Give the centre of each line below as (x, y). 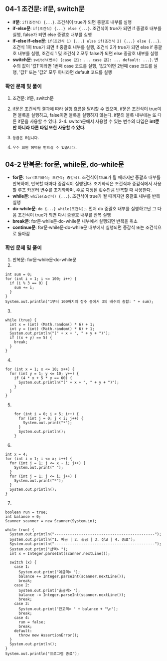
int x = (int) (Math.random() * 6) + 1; (52, 324)
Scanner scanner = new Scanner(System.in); (51, 521)
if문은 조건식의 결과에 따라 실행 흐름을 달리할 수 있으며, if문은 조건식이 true (85, 109)
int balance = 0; (23, 517)
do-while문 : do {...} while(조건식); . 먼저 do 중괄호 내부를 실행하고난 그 (84, 208)
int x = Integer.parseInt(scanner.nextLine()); (60, 554)
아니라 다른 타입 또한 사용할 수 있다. (51, 128)
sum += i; (24, 288)
